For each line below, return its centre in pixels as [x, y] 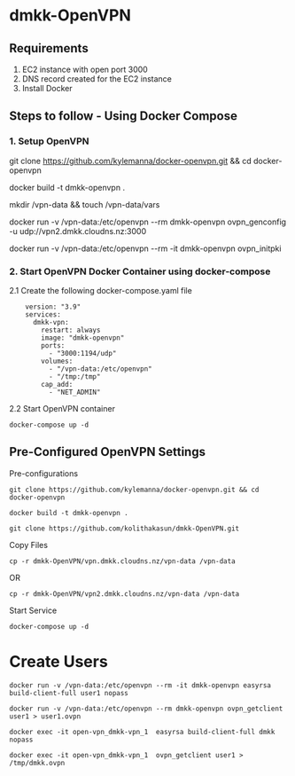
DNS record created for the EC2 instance [97, 79]
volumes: [57, 361]
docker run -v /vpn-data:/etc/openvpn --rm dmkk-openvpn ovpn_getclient [146, 709]
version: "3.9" [53, 307]
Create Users [58, 661]
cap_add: [57, 384]
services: [43, 314]
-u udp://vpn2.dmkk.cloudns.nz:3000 [78, 231]
